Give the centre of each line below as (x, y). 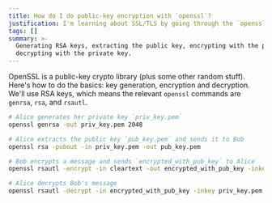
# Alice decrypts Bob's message (63, 184)
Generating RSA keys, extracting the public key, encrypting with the (137, 46)
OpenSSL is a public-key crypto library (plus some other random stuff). (127, 76)
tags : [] (23, 31)
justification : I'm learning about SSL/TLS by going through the (121, 23)
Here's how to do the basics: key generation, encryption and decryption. (130, 85)
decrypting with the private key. (74, 53)
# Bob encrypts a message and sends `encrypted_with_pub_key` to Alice (132, 161)
